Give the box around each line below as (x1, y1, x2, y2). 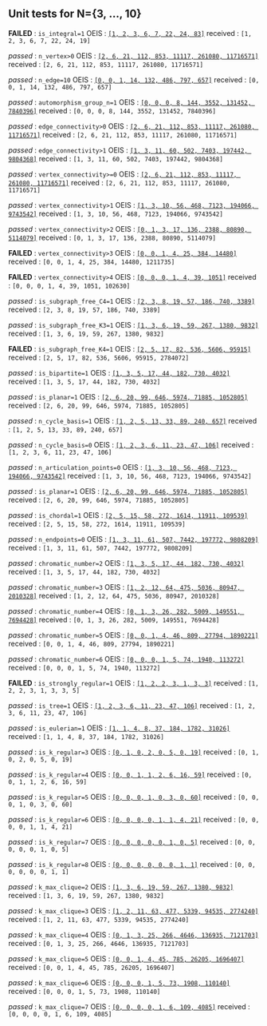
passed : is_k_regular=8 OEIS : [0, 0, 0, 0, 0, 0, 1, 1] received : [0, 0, (8, 859, 257, 869)
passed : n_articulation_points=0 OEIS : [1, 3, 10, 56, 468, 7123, (8, 462, 234, 471)
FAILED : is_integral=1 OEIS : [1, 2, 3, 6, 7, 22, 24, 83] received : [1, (8, 28, 253, 38)
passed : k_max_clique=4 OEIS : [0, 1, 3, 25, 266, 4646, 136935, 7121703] (8, 929, 259, 939)
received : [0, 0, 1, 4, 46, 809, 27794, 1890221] (8, 638, 175, 648)
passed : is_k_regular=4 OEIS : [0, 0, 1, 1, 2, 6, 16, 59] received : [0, (8, 769, 253, 779)
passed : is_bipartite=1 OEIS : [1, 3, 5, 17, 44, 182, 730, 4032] (8, 368, 230, 377)
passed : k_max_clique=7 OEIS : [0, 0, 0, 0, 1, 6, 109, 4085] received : (8, 1001, 251, 1011)
